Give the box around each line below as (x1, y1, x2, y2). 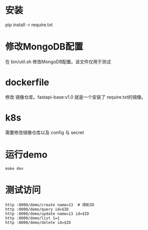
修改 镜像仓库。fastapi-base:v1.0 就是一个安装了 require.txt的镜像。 (5, 94, 146, 100)
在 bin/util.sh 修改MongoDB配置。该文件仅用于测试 (5, 59, 111, 65)
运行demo (5, 149, 48, 160)
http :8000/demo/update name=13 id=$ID (5, 211, 89, 216)
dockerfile (5, 77, 50, 88)
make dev (5, 166, 24, 171)
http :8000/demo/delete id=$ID (5, 220, 71, 225)
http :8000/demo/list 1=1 (5, 215, 60, 220)
